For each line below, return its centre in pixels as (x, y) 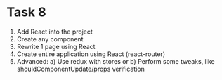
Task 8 (26, 12)
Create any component (50, 39)
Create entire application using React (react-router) (91, 54)
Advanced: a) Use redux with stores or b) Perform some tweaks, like (116, 61)
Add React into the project (54, 32)
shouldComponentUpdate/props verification (80, 69)
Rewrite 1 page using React (56, 46)
